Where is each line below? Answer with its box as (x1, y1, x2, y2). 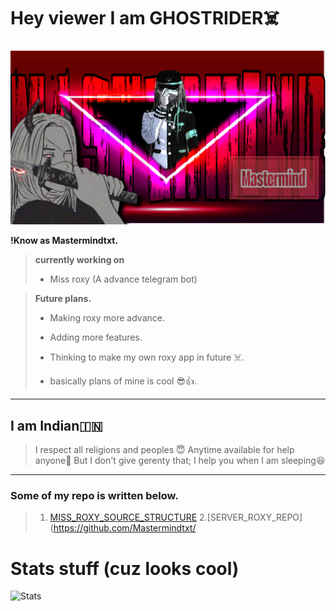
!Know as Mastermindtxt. (10, 235, 119, 247)
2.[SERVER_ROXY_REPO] (199, 511, 303, 524)
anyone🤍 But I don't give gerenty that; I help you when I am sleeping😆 (34, 455, 326, 467)
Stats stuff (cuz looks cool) (10, 557, 240, 580)
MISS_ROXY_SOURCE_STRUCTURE (49, 511, 198, 524)
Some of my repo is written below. (10, 488, 179, 502)
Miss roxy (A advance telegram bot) (49, 273, 198, 285)
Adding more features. (49, 331, 143, 344)
